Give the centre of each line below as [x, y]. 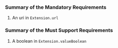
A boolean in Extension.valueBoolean [49, 41]
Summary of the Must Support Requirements [59, 31]
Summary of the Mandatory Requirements [56, 7]
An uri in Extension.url [35, 18]
